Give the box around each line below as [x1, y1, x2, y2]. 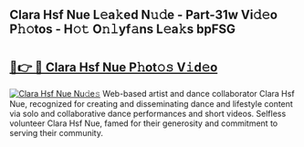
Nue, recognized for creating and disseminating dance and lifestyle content [9, 99, 294, 109]
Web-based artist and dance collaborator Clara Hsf [102, 89, 295, 99]
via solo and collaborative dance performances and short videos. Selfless [9, 109, 287, 119]
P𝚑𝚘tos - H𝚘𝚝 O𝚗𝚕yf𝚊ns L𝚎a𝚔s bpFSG [9, 22, 236, 37]
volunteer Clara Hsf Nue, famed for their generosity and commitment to [9, 118, 278, 129]
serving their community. [9, 128, 103, 138]
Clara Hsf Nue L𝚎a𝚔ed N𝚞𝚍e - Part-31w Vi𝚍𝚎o [9, 7, 278, 23]
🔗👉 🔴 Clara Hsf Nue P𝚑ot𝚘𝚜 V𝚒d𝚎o [9, 59, 218, 75]
